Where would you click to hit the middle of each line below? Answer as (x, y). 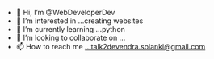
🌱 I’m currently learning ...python (70, 29)
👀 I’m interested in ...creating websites (80, 21)
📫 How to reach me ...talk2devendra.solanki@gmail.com (111, 47)
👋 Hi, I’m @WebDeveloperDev (65, 12)
